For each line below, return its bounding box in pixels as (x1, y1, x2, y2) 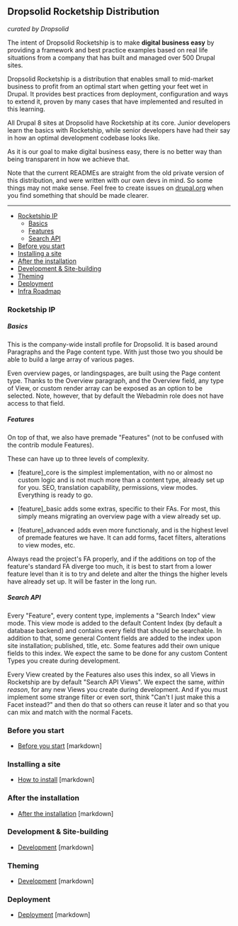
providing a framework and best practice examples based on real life (7, 45, 208, 54)
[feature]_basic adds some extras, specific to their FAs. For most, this (17, 504, 221, 513)
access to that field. (7, 398, 65, 407)
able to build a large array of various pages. (7, 355, 135, 364)
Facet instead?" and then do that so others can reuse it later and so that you (7, 700, 229, 708)
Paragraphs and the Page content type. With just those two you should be (7, 347, 223, 356)
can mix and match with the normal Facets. (7, 708, 133, 716)
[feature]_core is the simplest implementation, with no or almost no (17, 468, 213, 476)
